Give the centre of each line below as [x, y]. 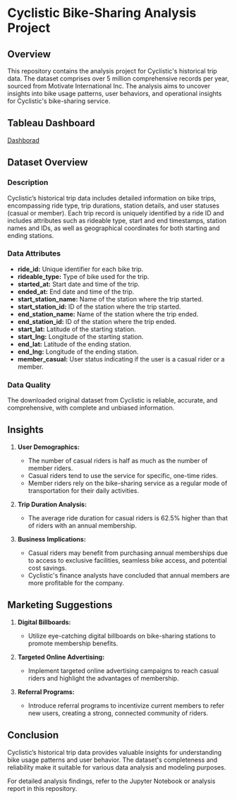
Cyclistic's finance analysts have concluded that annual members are [129, 575]
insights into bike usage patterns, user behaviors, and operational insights [115, 94]
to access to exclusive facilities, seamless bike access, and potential [127, 560]
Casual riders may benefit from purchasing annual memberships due [128, 553]
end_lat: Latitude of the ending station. [74, 344]
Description [28, 183]
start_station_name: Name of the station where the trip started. [110, 299]
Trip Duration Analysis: [52, 504]
